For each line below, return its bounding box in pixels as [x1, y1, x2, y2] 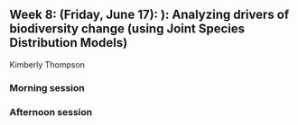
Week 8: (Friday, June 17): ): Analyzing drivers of [9, 7, 290, 22]
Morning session [9, 81, 85, 94]
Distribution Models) [9, 35, 128, 50]
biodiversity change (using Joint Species [9, 22, 246, 37]
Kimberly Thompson [9, 58, 86, 70]
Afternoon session [9, 105, 93, 118]
